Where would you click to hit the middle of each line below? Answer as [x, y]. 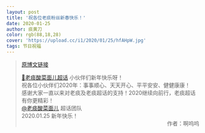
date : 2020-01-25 [28, 23]
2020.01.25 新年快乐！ [50, 116]
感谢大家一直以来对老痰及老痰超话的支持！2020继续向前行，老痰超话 [108, 93]
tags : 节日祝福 [24, 47]
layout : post [23, 12]
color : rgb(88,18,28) [34, 35]
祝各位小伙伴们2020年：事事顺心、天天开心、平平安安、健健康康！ [106, 85]
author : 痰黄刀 [24, 29]
